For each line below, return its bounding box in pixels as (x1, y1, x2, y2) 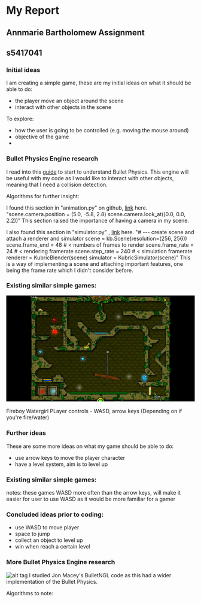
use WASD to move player (14, 524, 80, 531)
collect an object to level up (14, 537, 83, 544)
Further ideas (6, 429, 47, 437)
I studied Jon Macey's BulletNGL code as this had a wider (29, 571, 172, 578)
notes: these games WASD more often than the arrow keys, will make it (6, 489, 181, 496)
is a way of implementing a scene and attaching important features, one (6, 260, 184, 267)
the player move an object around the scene (14, 97, 124, 105)
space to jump (14, 531, 51, 538)
